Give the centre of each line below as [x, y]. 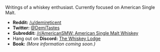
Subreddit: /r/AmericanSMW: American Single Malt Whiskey [75, 33]
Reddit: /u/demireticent [37, 22]
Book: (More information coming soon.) [54, 44]
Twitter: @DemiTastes [36, 28]
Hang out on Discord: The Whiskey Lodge [56, 38]
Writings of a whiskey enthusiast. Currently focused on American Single [80, 7]
